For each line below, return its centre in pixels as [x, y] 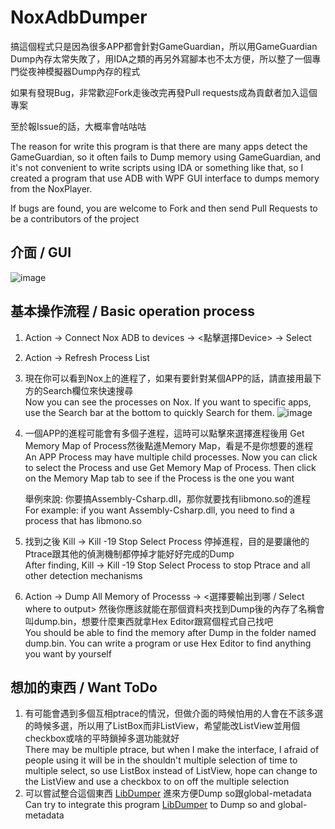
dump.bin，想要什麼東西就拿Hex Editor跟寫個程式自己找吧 [153, 621]
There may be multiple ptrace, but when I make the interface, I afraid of [172, 750]
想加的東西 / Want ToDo [84, 687]
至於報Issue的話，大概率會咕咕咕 [78, 126]
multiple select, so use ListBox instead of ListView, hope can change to [171, 771]
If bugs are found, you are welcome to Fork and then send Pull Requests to [164, 208]
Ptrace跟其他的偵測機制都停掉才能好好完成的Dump [129, 553]
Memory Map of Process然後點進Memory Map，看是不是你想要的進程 [169, 445]
